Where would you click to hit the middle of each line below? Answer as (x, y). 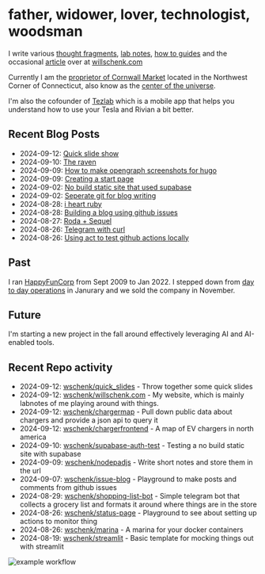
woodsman (45, 31)
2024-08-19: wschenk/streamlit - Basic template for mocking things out (137, 538)
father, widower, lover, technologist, (129, 15)
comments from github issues (68, 488)
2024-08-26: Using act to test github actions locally (104, 237)
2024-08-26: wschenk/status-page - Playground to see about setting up (138, 513)
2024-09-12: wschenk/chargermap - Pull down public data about (126, 412)
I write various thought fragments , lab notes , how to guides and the (118, 53)
